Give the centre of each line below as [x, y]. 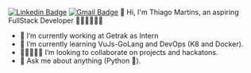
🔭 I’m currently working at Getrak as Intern [89, 36]
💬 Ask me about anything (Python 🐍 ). [80, 60]
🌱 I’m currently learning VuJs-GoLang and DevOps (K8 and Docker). [131, 44]
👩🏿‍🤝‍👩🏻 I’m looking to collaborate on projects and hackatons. [119, 52]
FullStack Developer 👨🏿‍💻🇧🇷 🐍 [56, 20]
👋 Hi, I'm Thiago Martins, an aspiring [180, 12]
